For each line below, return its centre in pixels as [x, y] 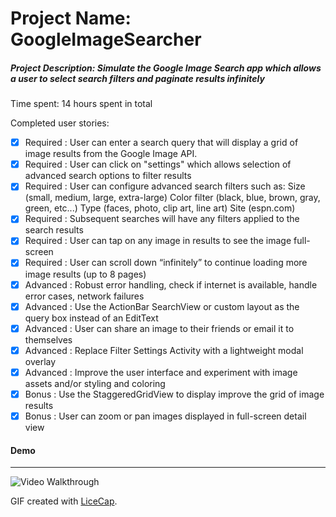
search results [54, 230]
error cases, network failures [84, 296]
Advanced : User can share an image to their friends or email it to [159, 328]
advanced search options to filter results [108, 176]
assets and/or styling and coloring [95, 383]
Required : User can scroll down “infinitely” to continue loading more [166, 263]
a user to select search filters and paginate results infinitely [137, 78]
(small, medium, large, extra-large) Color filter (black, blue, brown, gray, [172, 198]
